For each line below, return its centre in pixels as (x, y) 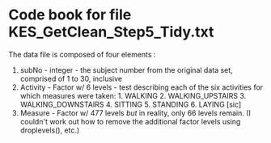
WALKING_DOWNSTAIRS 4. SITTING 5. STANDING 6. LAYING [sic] (131, 104)
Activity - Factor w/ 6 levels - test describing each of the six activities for (142, 87)
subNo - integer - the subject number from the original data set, (126, 69)
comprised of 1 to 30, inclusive (71, 78)
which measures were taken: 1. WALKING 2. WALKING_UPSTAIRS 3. (133, 95)
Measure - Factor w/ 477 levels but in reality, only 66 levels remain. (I (135, 113)
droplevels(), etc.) (50, 130)
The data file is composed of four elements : (82, 54)
